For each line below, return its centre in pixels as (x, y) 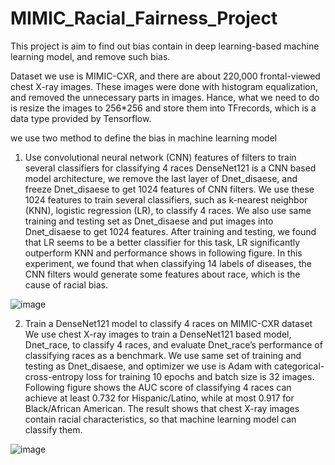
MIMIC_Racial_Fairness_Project (144, 18)
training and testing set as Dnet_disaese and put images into (149, 221)
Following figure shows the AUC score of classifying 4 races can (158, 387)
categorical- (299, 366)
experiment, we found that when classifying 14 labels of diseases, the (168, 263)
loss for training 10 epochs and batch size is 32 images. (200, 376)
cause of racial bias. (66, 284)
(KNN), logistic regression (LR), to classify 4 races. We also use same (168, 210)
